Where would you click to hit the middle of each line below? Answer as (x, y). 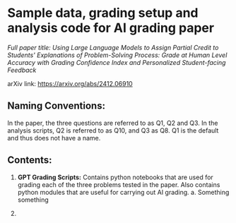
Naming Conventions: (57, 106)
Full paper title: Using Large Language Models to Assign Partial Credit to (113, 47)
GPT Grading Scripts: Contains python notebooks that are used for (115, 177)
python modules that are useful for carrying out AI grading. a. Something (123, 192)
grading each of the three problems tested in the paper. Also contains (119, 184)
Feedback (22, 70)
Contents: (30, 160)
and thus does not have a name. (54, 138)
